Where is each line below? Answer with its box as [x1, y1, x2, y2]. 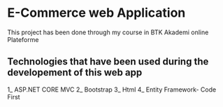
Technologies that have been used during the [7, 56, 209, 68]
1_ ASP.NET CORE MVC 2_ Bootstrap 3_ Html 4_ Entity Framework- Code [7, 85, 217, 94]
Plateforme [7, 35, 39, 43]
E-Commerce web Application [7, 5, 186, 21]
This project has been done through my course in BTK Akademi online [7, 28, 209, 36]
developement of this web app [7, 66, 143, 78]
